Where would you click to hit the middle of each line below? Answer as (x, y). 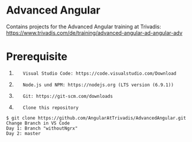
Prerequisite (37, 57)
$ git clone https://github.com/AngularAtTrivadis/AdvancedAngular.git (96, 118)
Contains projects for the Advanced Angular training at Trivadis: (84, 27)
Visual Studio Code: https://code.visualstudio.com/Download (100, 73)
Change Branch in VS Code (38, 123)
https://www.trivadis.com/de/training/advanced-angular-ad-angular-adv (95, 32)
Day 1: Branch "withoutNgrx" (42, 128)
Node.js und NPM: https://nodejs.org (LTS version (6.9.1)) (98, 85)
